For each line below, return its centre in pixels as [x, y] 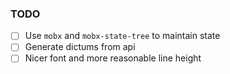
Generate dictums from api [80, 47]
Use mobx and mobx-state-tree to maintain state [122, 36]
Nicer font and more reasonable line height [113, 58]
